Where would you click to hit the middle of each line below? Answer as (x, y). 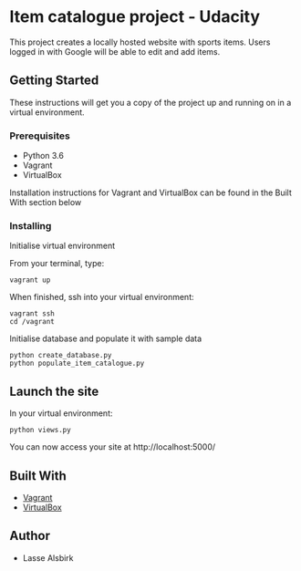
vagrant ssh (32, 314)
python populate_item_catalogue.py (77, 363)
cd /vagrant (32, 322)
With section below (46, 202)
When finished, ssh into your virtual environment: (102, 297)
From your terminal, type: (57, 264)
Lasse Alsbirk (48, 557)
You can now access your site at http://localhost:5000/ (113, 447)
